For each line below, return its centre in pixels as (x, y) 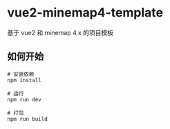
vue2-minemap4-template (85, 13)
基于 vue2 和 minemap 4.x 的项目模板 (60, 32)
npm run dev (24, 99)
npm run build (28, 119)
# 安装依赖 (21, 74)
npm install (24, 80)
